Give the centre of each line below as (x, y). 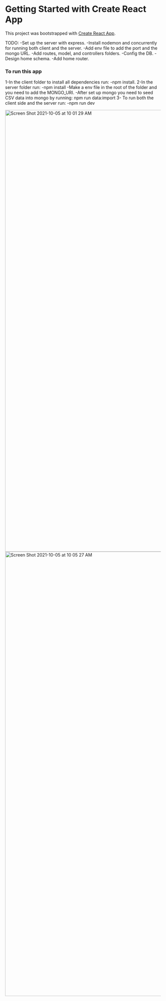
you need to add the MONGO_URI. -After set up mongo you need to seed (79, 93)
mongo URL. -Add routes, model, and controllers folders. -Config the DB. (79, 53)
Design (12, 58)
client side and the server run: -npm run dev (50, 103)
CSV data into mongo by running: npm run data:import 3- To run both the (80, 98)
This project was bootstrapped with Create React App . (61, 33)
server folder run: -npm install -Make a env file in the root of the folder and (81, 87)
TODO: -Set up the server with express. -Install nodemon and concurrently (81, 42)
